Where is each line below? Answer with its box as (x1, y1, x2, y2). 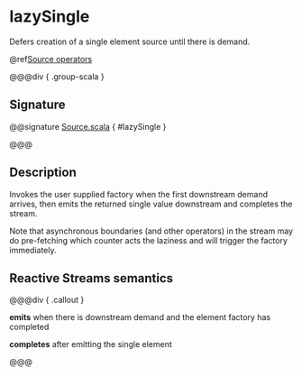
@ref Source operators (9, 53, 93, 64)
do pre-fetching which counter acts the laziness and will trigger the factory (9, 234, 288, 245)
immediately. (9, 244, 57, 255)
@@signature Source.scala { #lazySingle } (9, 121, 167, 132)
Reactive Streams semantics (9, 271, 174, 286)
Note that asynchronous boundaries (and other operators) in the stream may (9, 225, 294, 236)
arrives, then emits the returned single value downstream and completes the (9, 198, 293, 209)
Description (9, 165, 77, 180)
